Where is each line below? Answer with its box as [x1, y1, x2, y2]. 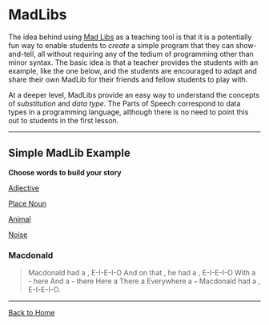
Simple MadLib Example [8, 146, 130, 160]
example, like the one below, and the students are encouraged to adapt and [8, 66, 258, 75]
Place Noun [8, 199, 46, 208]
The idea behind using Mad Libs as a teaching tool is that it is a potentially [8, 32, 252, 42]
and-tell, [8, 49, 36, 58]
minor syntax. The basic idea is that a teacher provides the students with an [8, 58, 259, 67]
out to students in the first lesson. [8, 115, 119, 125]
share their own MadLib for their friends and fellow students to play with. [8, 74, 248, 84]
